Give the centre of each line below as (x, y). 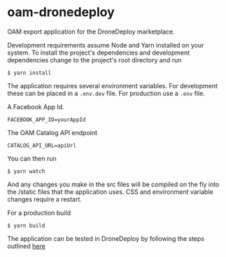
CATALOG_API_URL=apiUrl (42, 145)
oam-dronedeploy (61, 12)
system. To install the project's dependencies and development (99, 53)
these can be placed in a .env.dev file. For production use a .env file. (106, 93)
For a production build (39, 213)
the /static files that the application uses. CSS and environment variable (110, 192)
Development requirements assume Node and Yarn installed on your (106, 45)
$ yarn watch (26, 171)
